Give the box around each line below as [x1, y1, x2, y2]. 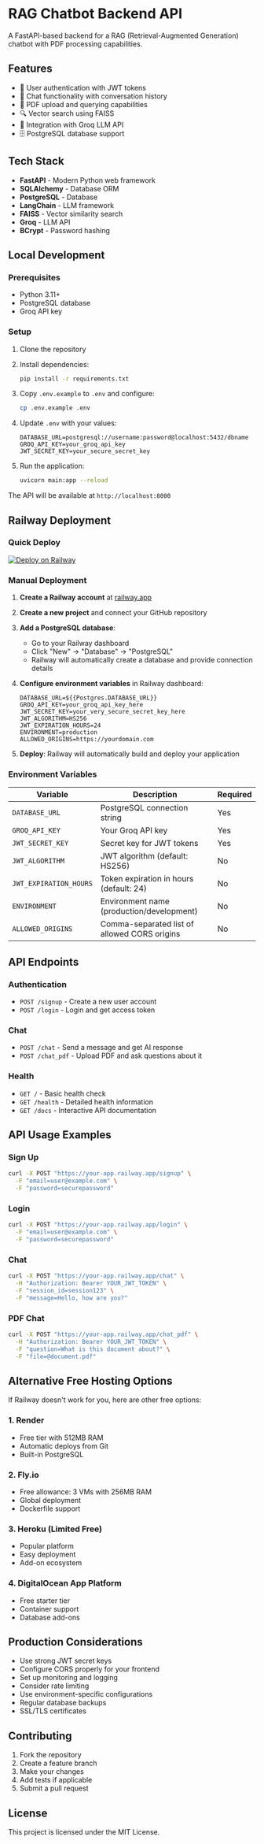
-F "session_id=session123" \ [15, 1287, 114, 1295]
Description [132, 789, 178, 800]
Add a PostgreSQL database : [19, 623, 116, 633]
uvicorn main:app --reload [19, 477, 108, 484]
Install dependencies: [19, 359, 90, 369]
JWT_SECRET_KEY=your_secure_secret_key [19, 447, 151, 455]
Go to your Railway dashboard [31, 639, 130, 648]
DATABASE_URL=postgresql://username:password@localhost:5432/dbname [19, 434, 249, 442]
